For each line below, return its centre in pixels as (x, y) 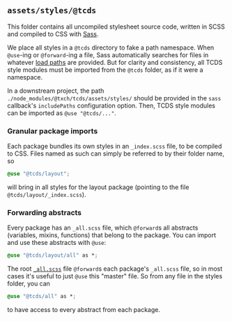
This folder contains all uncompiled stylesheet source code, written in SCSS (116, 27)
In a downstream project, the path (56, 91)
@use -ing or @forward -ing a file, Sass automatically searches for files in (108, 54)
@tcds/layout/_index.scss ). (47, 194)
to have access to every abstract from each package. (84, 310)
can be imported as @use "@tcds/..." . (62, 113)
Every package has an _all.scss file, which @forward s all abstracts (103, 228)
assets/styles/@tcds (52, 11)
